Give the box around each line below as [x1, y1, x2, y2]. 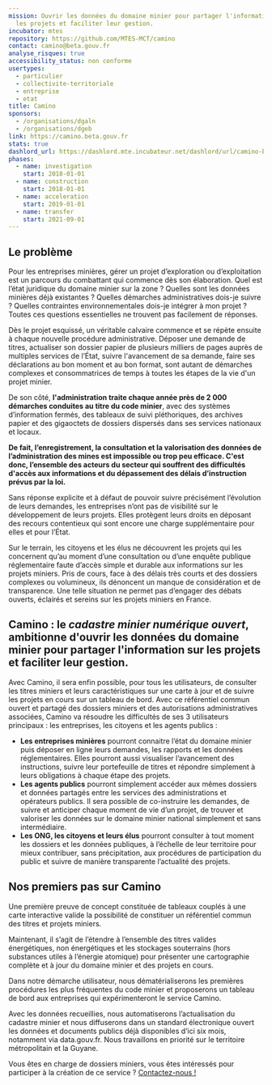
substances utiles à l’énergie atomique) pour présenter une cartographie [8, 951, 249, 961]
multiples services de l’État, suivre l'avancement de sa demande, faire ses [8, 351, 256, 361]
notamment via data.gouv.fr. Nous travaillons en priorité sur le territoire [8, 1034, 245, 1045]
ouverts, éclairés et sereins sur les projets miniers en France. [8, 594, 212, 604]
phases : [8, 155, 35, 163]
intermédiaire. [19, 822, 67, 832]
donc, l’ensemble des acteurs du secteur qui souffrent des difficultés [8, 460, 246, 470]
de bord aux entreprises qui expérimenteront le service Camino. [8, 993, 222, 1002]
